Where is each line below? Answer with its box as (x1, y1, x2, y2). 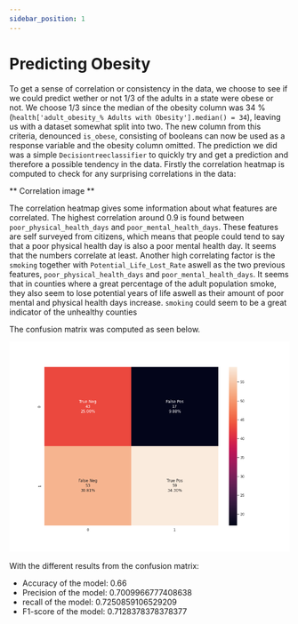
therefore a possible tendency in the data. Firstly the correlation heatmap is (9, 158, 285, 169)
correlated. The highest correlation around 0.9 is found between (9, 212, 245, 222)
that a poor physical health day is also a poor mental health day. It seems (9, 240, 277, 251)
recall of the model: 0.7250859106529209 (21, 596, 178, 607)
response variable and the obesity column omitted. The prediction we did (9, 140, 278, 150)
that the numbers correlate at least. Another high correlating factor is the (9, 250, 276, 260)
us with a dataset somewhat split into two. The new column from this (9, 121, 262, 132)
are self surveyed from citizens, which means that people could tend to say (9, 231, 285, 242)
